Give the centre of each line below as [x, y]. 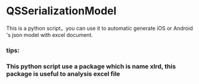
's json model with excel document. [50, 35]
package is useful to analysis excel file [63, 74]
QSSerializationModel [61, 11]
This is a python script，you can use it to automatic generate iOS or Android [99, 28]
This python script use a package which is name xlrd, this [91, 66]
